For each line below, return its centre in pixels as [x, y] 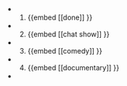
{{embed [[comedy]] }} [65, 51]
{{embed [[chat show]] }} [69, 34]
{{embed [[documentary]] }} [73, 67]
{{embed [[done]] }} [60, 17]
